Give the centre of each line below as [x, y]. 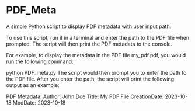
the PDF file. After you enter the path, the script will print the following [90, 79]
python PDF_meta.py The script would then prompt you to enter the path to [96, 72]
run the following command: [40, 61]
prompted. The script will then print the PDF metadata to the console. [89, 44]
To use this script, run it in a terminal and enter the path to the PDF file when [98, 37]
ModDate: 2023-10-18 [39, 102]
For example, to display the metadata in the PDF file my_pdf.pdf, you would [96, 55]
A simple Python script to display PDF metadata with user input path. [89, 26]
